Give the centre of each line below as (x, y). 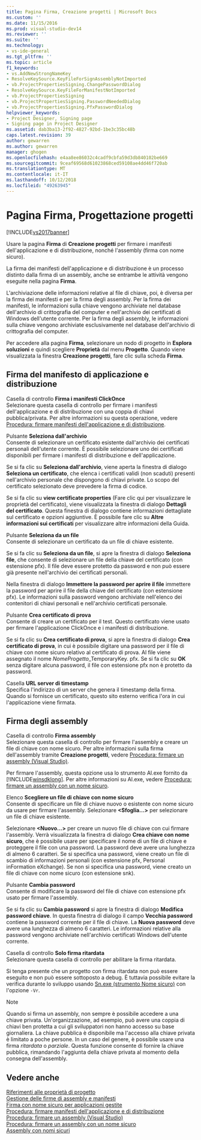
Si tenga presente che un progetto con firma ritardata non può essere (92, 971)
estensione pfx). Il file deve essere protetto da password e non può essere (98, 566)
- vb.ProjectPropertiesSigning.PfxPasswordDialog (70, 107)
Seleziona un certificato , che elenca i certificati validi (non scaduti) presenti (100, 473)
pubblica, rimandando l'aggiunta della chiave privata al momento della (93, 1052)
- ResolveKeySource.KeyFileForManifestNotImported (71, 90)
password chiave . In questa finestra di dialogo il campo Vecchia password (100, 916)
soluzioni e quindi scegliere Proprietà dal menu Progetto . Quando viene (96, 349)
